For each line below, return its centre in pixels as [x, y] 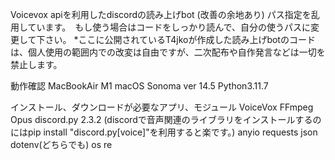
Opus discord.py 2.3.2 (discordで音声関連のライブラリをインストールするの [166, 119]
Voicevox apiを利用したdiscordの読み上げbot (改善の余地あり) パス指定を [161, 14]
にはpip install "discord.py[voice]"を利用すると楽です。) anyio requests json [164, 132]
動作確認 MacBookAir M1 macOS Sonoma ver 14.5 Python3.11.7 [139, 86]
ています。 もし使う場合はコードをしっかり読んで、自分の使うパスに [169, 27]
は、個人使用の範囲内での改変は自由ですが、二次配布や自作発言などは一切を [168, 52]
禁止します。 [36, 64]
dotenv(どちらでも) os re [61, 144]
